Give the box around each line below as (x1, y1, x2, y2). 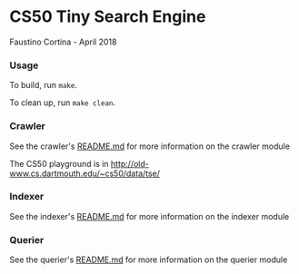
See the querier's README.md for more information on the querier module (9, 254, 288, 265)
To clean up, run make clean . (9, 97, 116, 108)
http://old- (110, 158, 150, 169)
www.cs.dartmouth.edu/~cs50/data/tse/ (9, 168, 161, 179)
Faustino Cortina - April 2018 (9, 36, 117, 47)
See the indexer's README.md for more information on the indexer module (9, 210, 290, 221)
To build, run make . (9, 80, 77, 91)
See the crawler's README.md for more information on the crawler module (9, 141, 291, 152)
